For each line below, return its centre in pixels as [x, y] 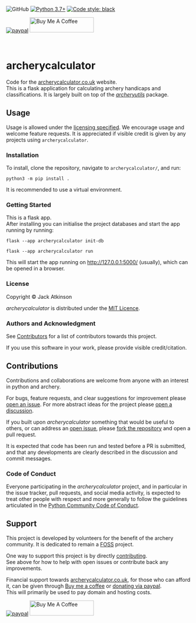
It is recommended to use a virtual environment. [64, 190]
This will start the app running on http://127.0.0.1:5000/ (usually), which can [97, 262]
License [18, 284]
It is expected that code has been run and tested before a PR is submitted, [96, 446]
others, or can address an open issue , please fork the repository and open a [98, 428]
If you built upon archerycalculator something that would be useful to [90, 422]
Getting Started [29, 205]
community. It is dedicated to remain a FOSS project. [70, 544]
